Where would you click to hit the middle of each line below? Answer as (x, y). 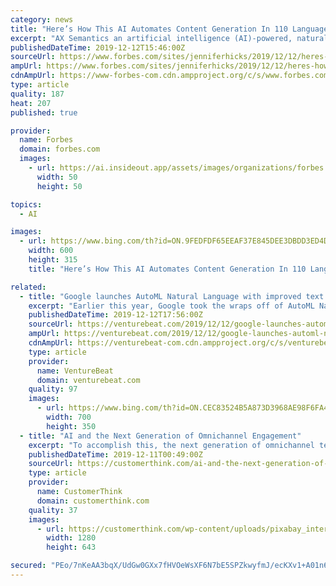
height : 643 (71, 547)
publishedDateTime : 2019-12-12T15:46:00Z (98, 47)
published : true (44, 112)
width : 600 (51, 251)
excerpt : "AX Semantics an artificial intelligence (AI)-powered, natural (169, 38)
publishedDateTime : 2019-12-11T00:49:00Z (115, 454)
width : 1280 (71, 538)
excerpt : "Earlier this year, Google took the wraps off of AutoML (171, 306)
